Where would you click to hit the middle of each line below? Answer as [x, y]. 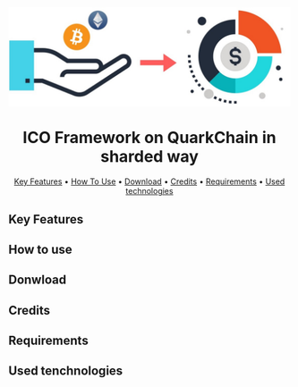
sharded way [149, 157]
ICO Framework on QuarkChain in [149, 138]
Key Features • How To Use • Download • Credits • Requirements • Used [149, 181]
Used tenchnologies [66, 371]
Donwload [38, 280]
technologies [149, 191]
